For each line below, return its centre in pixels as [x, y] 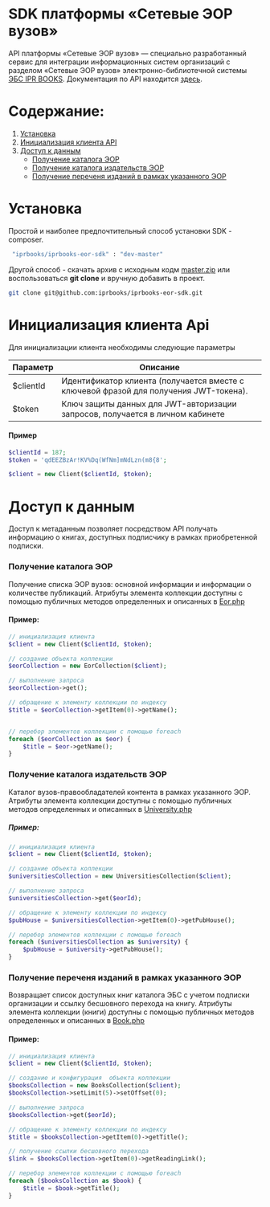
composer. [26, 239]
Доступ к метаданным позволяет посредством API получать [113, 529]
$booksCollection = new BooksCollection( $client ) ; [95, 1086]
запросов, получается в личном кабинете [143, 414]
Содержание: [56, 111]
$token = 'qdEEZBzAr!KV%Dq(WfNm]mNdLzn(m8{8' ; [88, 460]
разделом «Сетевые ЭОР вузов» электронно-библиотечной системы [128, 70]
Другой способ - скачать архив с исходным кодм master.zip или [119, 269]
